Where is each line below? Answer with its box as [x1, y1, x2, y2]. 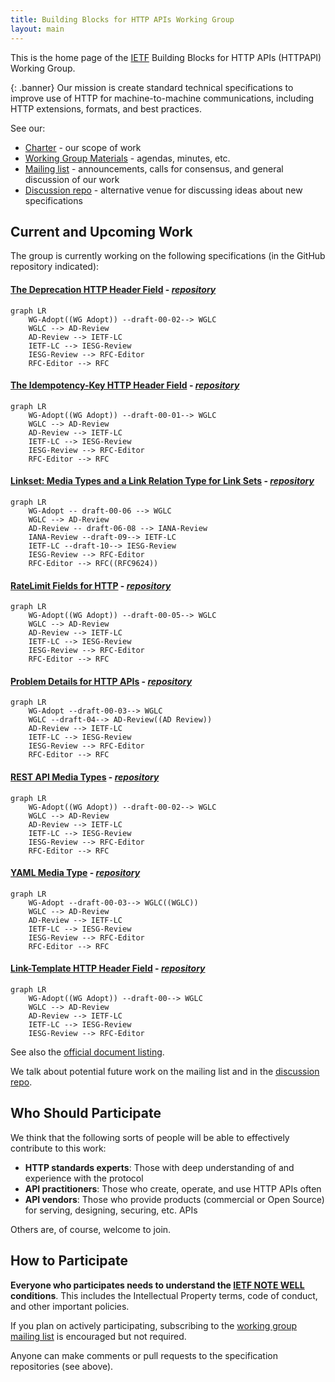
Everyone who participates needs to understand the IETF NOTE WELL [10, 1279, 305, 1291]
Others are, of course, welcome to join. [10, 1223, 172, 1235]
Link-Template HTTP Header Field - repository [10, 962, 206, 975]
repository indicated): [10, 261, 100, 273]
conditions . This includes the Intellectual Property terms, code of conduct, [10, 1289, 318, 1301]
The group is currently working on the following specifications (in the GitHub [10, 250, 326, 262]
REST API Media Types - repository [10, 771, 160, 783]
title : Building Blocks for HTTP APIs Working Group [10, 14, 235, 25]
